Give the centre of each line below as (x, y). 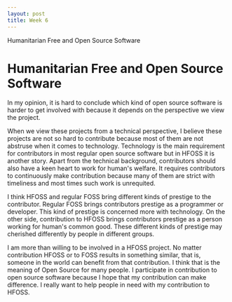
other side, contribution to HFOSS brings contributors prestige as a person (115, 219)
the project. (24, 118)
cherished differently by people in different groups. (81, 234)
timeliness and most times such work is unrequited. (81, 184)
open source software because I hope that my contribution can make (107, 277)
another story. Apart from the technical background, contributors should (111, 161)
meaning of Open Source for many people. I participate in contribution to (112, 270)
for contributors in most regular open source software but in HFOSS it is (111, 153)
